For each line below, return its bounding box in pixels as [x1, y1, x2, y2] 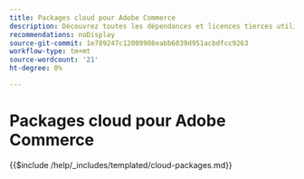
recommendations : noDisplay [9, 30, 116, 39]
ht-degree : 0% [9, 64, 63, 73]
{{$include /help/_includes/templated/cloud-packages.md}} [9, 159, 233, 170]
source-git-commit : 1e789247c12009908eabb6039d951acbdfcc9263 [9, 38, 249, 48]
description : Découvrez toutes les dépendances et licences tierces [9, 22, 273, 31]
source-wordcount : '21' [9, 55, 100, 64]
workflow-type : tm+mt [9, 47, 91, 56]
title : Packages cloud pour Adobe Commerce [9, 13, 176, 23]
